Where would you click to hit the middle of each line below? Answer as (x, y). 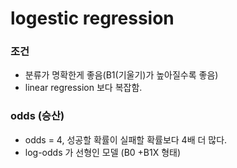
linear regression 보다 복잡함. (83, 88)
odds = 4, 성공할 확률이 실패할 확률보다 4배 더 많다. (126, 139)
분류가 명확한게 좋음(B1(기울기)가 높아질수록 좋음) (121, 75)
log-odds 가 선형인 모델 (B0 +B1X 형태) (103, 152)
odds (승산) (37, 116)
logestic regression (92, 18)
